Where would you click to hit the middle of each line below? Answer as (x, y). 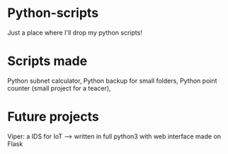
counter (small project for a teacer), (59, 88)
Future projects (53, 117)
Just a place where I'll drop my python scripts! (75, 32)
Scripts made (47, 61)
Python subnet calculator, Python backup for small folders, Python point (112, 81)
